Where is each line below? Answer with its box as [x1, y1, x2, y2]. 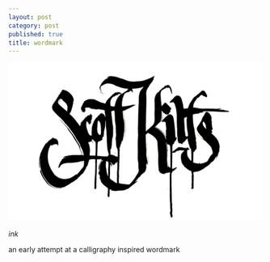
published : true [8, 30, 63, 38]
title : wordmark [8, 39, 63, 47]
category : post [8, 21, 60, 30]
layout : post [8, 13, 53, 21]
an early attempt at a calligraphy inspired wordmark [8, 245, 180, 255]
